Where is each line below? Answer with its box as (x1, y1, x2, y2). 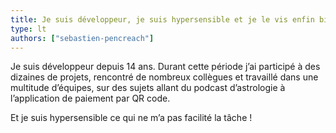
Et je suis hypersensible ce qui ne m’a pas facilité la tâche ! (10, 112, 253, 124)
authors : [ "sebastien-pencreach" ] (10, 33, 155, 43)
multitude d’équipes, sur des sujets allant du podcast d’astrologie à (10, 82, 286, 94)
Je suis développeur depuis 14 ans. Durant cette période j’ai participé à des (10, 61, 321, 73)
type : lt (10, 24, 47, 34)
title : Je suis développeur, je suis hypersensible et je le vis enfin (10, 14, 315, 25)
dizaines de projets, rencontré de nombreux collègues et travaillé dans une (10, 71, 319, 83)
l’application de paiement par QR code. (10, 92, 171, 105)
